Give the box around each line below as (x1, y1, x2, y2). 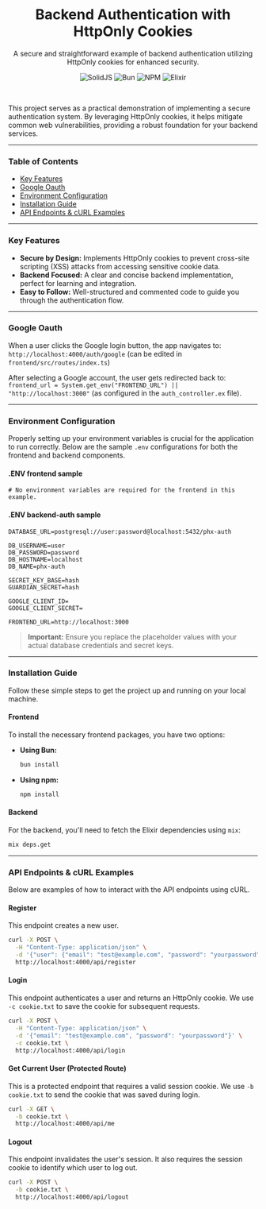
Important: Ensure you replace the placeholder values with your (27, 632, 237, 641)
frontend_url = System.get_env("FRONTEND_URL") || (8, 381, 179, 389)
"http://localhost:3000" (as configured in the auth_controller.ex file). (8, 388, 242, 398)
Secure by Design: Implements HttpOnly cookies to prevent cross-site (19, 253, 250, 263)
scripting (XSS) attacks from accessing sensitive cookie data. (19, 261, 220, 271)
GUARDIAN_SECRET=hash (8, 583, 80, 591)
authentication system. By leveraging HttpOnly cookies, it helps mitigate (8, 111, 243, 121)
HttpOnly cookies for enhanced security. (66, 57, 199, 67)
